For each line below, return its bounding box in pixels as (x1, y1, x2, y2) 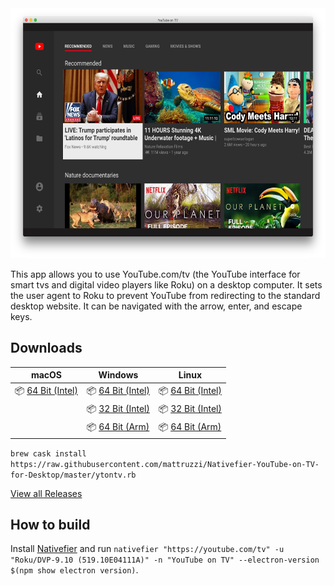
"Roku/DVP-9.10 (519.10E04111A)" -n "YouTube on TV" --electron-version (10, 555, 320, 566)
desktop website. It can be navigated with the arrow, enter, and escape (10, 300, 303, 312)
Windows (98, 369, 139, 381)
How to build (10, 516, 91, 533)
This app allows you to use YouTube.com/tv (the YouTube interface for (10, 268, 301, 280)
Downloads (10, 340, 83, 357)
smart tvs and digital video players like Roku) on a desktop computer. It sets (10, 279, 323, 291)
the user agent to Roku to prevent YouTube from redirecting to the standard (10, 290, 321, 301)
